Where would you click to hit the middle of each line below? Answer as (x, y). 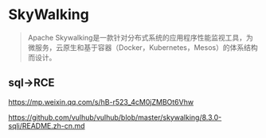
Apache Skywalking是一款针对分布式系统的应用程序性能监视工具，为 (140, 37)
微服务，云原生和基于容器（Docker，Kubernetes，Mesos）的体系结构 (143, 47)
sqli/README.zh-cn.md (47, 125)
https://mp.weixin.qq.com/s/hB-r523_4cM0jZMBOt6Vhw (101, 102)
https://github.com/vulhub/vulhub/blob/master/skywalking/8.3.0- (115, 117)
